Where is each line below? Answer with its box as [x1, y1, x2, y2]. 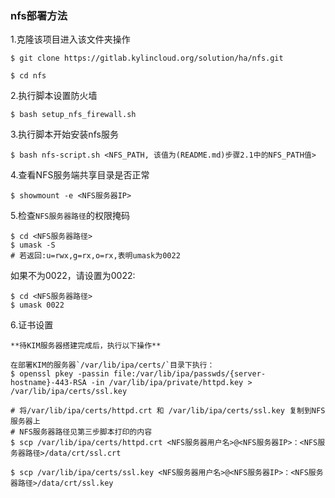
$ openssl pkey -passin [10, 369, 110, 379]
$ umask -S [10, 240, 56, 251]
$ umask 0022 [10, 300, 65, 311]
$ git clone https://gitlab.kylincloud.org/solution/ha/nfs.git [10, 53, 284, 64]
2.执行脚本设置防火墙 [10, 90, 98, 102]
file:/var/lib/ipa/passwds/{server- [113, 369, 267, 379]
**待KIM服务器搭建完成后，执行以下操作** [10, 341, 162, 351]
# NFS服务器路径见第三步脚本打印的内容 [10, 427, 153, 437]
